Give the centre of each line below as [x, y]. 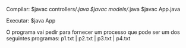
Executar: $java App [31, 20]
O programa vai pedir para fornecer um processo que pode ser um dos [93, 32]
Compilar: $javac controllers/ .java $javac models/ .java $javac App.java [93, 9]
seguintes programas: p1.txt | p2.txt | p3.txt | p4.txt [68, 38]
